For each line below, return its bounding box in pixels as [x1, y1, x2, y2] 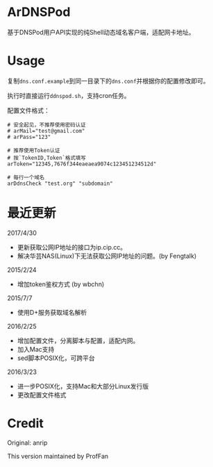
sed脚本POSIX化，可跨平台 [17, 354, 95, 362]
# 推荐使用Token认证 [7, 147, 60, 154]
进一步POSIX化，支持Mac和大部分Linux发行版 [17, 382, 149, 390]
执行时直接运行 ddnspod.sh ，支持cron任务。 [7, 91, 130, 99]
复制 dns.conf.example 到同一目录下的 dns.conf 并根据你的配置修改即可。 [7, 76, 210, 85]
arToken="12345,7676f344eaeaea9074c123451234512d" [7, 161, 157, 167]
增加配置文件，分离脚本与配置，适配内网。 [17, 336, 139, 345]
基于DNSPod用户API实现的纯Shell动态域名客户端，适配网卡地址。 [7, 28, 196, 36]
